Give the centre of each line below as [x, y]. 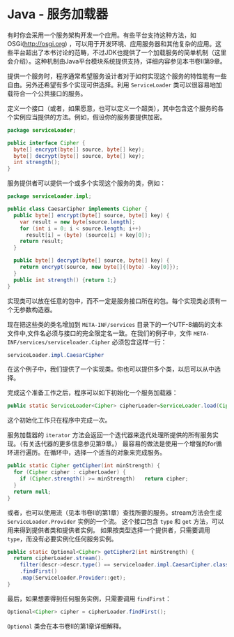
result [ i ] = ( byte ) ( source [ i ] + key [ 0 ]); [88, 235]
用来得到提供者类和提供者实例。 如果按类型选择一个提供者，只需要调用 [109, 530]
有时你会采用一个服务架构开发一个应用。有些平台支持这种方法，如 [102, 35]
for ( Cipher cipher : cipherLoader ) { [70, 472]
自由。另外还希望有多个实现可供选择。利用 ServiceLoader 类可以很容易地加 [115, 85]
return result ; [42, 242]
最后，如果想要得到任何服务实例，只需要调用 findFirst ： [89, 599]
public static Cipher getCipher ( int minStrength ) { [84, 466]
